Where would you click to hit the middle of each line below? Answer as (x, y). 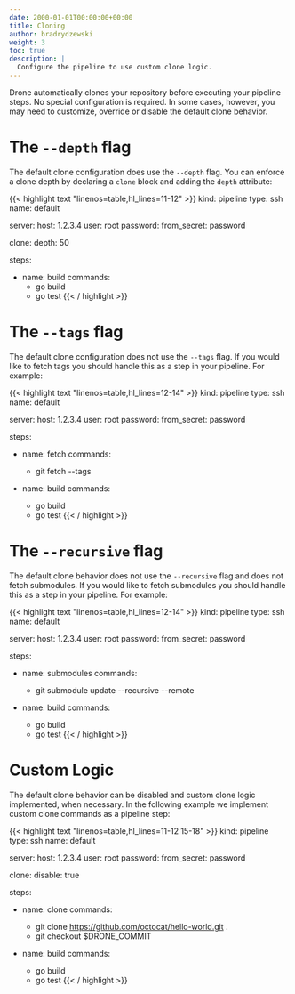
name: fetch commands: (66, 454)
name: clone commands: (67, 909)
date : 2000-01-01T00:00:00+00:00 (71, 17)
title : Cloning (37, 26)
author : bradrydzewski (51, 34)
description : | (37, 59)
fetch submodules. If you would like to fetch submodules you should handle (147, 585)
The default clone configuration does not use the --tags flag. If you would (144, 356)
